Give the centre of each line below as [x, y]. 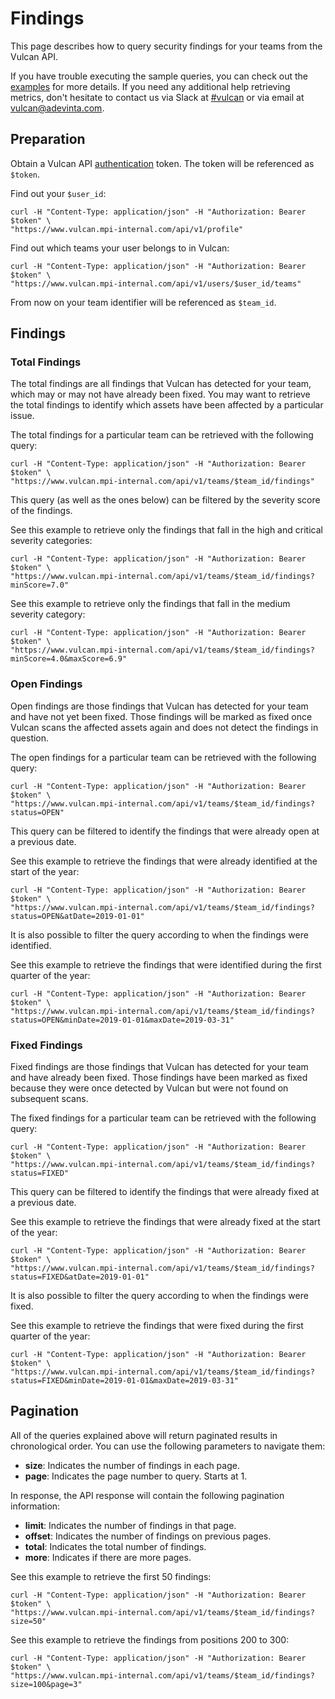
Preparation [48, 139]
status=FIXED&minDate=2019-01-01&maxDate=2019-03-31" [125, 1381]
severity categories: [51, 541]
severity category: [48, 614]
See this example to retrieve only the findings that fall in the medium [150, 604]
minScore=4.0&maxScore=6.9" [69, 659]
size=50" [28, 1621]
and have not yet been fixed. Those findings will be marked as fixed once [161, 716]
